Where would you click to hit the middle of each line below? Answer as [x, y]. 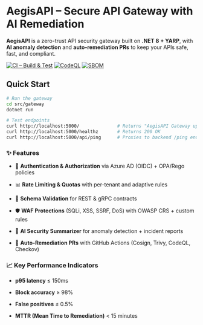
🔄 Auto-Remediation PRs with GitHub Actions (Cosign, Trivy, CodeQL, [103, 243]
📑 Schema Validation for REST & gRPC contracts [76, 199]
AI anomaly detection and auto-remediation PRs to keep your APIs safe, [97, 47]
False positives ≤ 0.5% [44, 304]
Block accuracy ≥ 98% [44, 292]
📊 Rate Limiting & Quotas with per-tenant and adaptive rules [91, 185]
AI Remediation [45, 24]
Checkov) [27, 249]
